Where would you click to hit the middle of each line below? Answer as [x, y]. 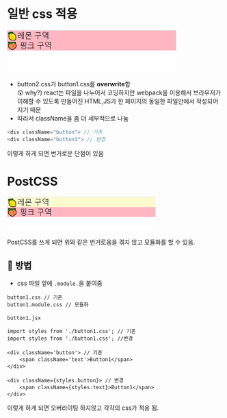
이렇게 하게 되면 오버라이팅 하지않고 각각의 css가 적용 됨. [83, 408]
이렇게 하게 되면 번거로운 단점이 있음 [55, 153]
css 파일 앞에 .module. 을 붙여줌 [59, 283]
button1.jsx [24, 318]
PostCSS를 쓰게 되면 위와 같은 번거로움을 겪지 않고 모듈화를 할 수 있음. [101, 242]
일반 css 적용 [42, 14]
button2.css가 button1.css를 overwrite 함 [74, 84]
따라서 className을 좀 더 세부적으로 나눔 [72, 118]
